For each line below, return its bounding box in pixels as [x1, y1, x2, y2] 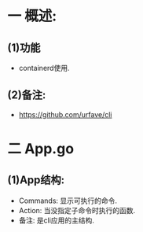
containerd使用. [18, 64, 70, 72]
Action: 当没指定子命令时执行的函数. [18, 205, 136, 215]
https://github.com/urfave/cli [18, 109, 112, 119]
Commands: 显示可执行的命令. [18, 196, 118, 205]
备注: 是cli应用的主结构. [18, 215, 95, 225]
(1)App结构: [7, 174, 65, 187]
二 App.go [7, 140, 75, 157]
